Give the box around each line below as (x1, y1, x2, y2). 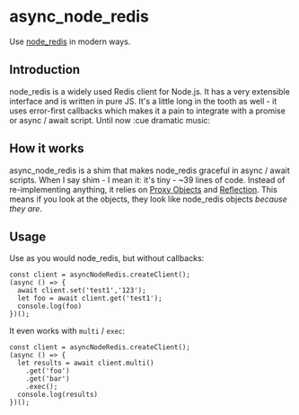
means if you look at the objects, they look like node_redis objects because (9, 194, 287, 204)
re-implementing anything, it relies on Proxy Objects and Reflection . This (9, 184, 278, 194)
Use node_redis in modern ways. (9, 36, 131, 47)
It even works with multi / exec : (9, 326, 126, 337)
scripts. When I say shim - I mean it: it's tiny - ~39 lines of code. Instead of (9, 174, 286, 185)
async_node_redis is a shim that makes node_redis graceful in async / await (9, 165, 290, 176)
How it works (9, 141, 84, 157)
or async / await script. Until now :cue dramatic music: (9, 114, 211, 125)
